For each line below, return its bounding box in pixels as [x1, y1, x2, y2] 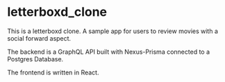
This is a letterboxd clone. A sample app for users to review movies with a [7, 27, 219, 35]
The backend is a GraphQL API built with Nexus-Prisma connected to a [7, 48, 210, 56]
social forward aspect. [7, 34, 72, 42]
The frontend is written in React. [7, 68, 99, 76]
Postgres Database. [7, 54, 64, 63]
